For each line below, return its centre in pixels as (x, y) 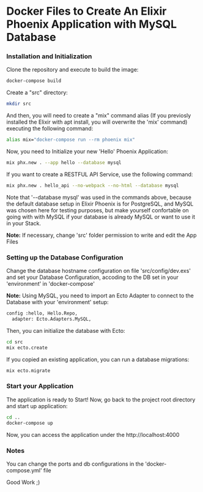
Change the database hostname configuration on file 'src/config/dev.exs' (99, 271)
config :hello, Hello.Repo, (42, 313)
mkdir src (19, 104)
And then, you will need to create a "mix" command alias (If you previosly (99, 116)
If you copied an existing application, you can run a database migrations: (98, 359)
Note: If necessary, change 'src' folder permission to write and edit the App (102, 235)
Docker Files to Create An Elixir (87, 11)
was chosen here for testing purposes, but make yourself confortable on (98, 210)
